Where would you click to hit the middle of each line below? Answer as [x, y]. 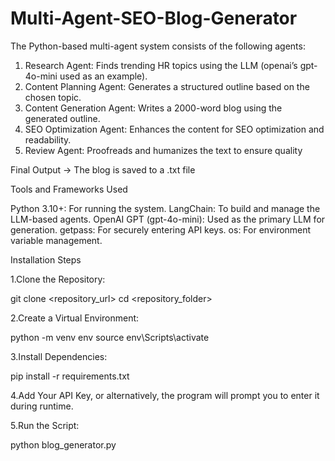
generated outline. [62, 118]
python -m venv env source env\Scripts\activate [110, 337]
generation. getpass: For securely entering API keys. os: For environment [161, 229]
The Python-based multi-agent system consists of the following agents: [158, 46]
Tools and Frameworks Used [69, 189]
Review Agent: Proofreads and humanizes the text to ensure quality [163, 150]
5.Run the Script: [45, 425]
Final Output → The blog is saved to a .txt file [103, 169]
